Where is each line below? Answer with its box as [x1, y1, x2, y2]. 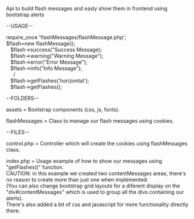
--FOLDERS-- [6, 95, 39, 102]
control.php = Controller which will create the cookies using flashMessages [6, 140, 188, 147]
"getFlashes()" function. [6, 164, 64, 171]
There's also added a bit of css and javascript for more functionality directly [6, 201, 189, 208]
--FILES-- [6, 128, 30, 135]
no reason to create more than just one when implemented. [6, 176, 149, 183]
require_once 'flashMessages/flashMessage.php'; [6, 34, 127, 40]
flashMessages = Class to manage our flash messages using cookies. [6, 117, 174, 124]
